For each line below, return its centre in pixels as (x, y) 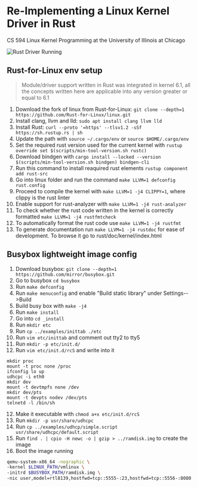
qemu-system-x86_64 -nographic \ (48, 462)
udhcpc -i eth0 (26, 377)
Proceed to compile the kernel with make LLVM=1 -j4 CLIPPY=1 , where (100, 191)
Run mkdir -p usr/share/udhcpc (55, 420)
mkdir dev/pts (24, 392)
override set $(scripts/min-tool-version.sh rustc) (81, 150)
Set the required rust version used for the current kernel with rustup (99, 145)
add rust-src (32, 174)
